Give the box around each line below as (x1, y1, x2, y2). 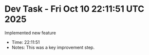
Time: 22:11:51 (11, 39, 40, 45)
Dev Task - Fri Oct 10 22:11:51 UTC (4, 3, 145, 15)
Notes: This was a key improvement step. (11, 44, 95, 50)
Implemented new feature (4, 30, 56, 36)
